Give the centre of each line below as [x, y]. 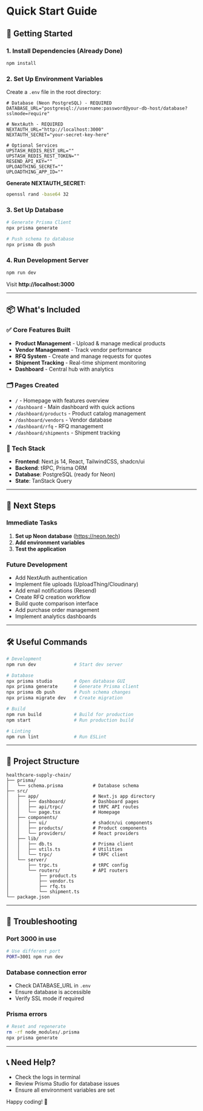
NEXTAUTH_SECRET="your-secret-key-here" [58, 135]
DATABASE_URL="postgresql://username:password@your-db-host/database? [97, 108]
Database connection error [47, 972]
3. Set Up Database [35, 210]
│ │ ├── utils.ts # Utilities [64, 849]
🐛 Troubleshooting [42, 921]
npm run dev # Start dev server [64, 665]
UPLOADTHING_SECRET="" [35, 167]
